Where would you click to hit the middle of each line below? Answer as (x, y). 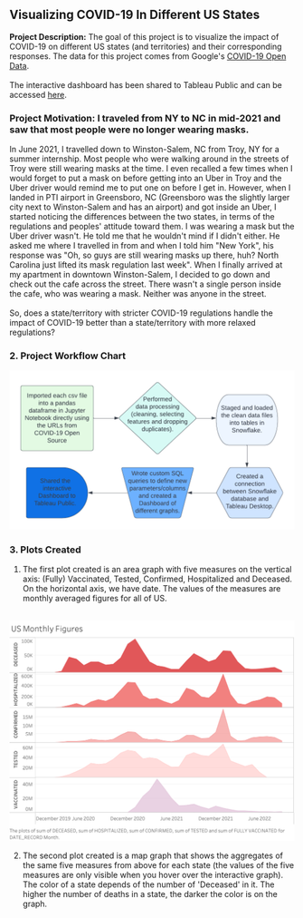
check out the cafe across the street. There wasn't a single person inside (146, 284)
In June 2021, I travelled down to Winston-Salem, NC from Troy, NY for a (145, 150)
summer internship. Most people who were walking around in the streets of (149, 159)
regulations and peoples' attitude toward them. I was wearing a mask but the (152, 227)
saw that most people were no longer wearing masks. (129, 129)
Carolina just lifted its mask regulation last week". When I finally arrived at (146, 265)
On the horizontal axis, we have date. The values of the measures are (151, 589)
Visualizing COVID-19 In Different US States (135, 15)
